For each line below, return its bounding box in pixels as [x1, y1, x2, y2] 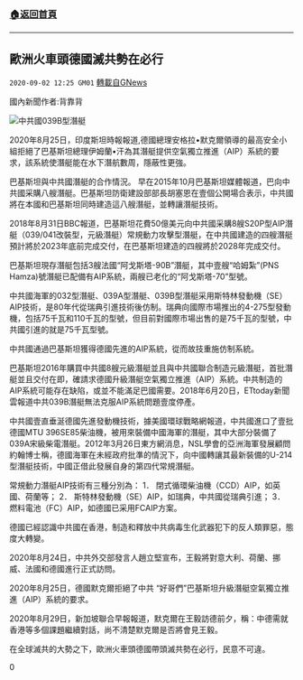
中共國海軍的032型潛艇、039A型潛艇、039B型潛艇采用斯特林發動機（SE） [9, 291, 288, 302]
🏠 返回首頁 [9, 7, 58, 20]
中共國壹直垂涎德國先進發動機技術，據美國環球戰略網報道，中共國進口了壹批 [9, 415, 294, 426]
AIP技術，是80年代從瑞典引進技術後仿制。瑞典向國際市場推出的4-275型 [9, 302, 276, 312]
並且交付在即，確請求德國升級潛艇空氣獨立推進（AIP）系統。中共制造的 [16, 374, 283, 385]
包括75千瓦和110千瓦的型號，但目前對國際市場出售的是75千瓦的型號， [24, 313, 284, 324]
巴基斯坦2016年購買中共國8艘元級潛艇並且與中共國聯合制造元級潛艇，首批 [9, 363, 286, 374]
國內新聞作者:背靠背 [9, 97, 84, 107]
